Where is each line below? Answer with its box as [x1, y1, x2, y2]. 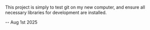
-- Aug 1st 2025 [5, 19, 38, 25]
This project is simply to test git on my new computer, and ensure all [5, 4, 146, 10]
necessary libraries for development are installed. [5, 9, 107, 15]
